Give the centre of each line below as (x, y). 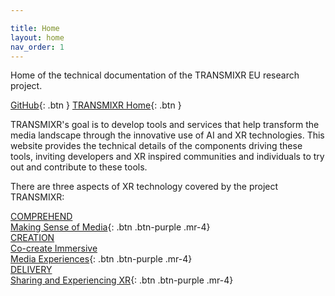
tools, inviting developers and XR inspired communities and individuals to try (167, 157)
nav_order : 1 (37, 47)
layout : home (37, 37)
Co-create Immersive (54, 248)
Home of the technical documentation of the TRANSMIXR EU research (155, 75)
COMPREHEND (41, 217)
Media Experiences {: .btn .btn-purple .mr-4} (101, 259)
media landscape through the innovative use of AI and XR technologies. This (167, 135)
